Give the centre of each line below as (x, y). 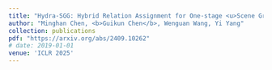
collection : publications (52, 31)
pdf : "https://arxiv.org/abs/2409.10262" (79, 38)
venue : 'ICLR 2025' (41, 53)
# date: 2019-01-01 (41, 46)
